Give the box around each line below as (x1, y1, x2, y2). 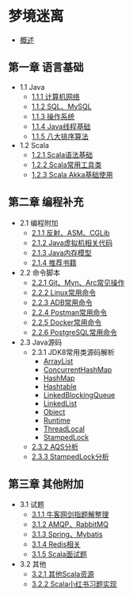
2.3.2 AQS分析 (31, 442, 79, 451)
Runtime (43, 415, 71, 425)
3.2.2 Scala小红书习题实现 (31, 579, 117, 589)
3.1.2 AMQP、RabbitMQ (31, 520, 109, 529)
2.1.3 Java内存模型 (31, 247, 93, 257)
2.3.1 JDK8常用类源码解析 (31, 347, 115, 356)
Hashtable (43, 381, 77, 391)
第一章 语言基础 (8, 60, 84, 74)
